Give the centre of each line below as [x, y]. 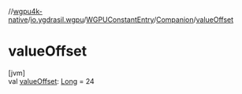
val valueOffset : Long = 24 [51, 81]
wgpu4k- [28, 11]
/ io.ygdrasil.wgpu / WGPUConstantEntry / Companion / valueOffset [130, 20]
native [18, 20]
